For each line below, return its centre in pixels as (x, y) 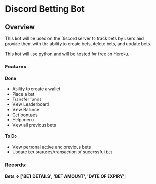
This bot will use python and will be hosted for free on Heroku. (67, 54)
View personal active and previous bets (51, 147)
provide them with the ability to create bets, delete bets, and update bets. (78, 44)
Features (16, 67)
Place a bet (23, 94)
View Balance (26, 110)
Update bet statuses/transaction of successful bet (62, 152)
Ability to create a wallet (36, 89)
